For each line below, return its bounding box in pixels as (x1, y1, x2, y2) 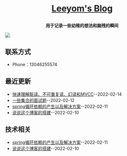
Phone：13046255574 (12, 62, 58, 67)
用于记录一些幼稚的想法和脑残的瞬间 (45, 23, 119, 28)
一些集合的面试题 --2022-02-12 (12, 97, 75, 103)
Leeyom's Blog (51, 3, 113, 14)
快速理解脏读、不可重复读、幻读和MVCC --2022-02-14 (12, 91, 122, 97)
